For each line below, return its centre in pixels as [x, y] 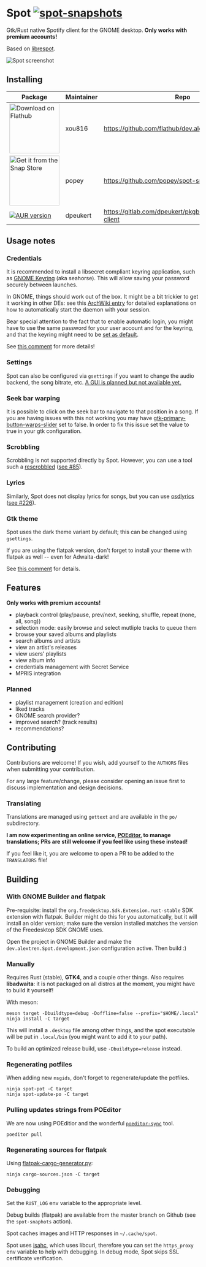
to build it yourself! [30, 990]
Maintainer [82, 97]
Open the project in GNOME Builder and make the [69, 941]
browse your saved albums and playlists [66, 634]
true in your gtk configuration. [44, 431]
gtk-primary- [170, 418]
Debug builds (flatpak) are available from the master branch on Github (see [101, 1215]
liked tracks [30, 709]
